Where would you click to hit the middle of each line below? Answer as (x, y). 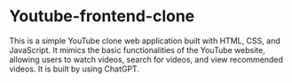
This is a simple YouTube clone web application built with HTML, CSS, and (145, 41)
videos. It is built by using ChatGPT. (75, 69)
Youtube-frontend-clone (102, 16)
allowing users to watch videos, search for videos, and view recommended (146, 59)
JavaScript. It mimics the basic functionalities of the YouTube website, (138, 49)
